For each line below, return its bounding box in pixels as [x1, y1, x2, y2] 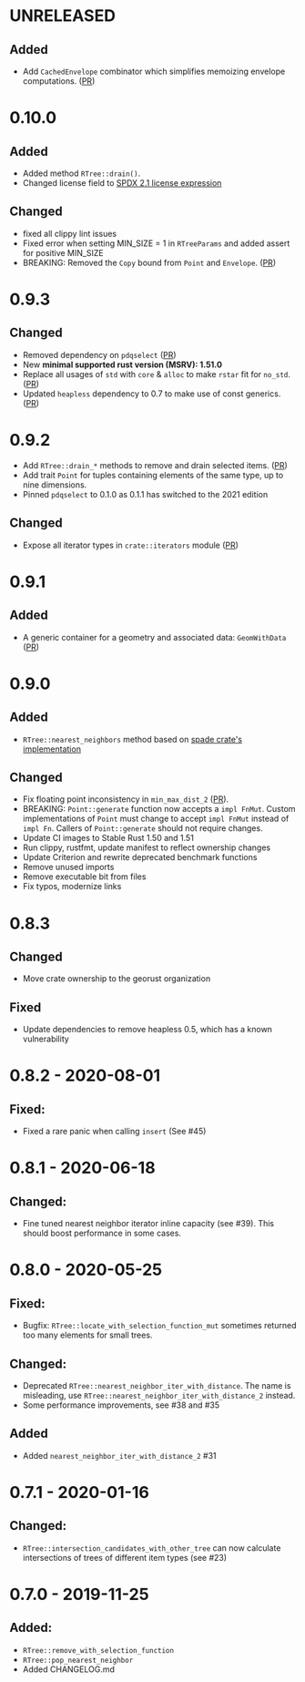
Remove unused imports [22, 862, 115, 873]
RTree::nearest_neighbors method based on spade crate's [22, 733, 243, 744]
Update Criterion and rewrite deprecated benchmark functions [22, 852, 258, 863]
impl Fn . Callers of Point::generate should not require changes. [22, 823, 263, 834]
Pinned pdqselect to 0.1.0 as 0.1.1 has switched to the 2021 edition [22, 488, 269, 499]
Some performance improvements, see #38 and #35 [22, 1400, 220, 1410]
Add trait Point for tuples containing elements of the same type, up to [22, 469, 284, 480]
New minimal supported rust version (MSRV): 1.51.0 [22, 359, 223, 370]
